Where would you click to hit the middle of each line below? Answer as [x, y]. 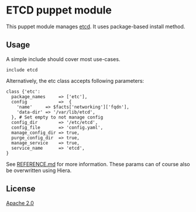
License [21, 189]
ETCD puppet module [59, 10]
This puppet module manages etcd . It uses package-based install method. [96, 26]
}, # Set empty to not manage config [57, 117]
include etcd [22, 70]
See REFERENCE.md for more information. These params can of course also [98, 164]
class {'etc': [23, 92]
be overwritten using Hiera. [39, 170]
